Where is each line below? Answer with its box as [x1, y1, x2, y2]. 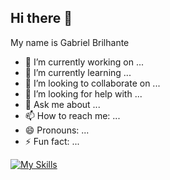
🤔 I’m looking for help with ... [24, 87, 143, 100]
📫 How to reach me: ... [24, 109, 121, 121]
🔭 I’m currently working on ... [24, 56, 144, 68]
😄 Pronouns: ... [24, 124, 90, 136]
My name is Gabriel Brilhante [10, 36, 130, 48]
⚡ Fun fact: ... [24, 135, 80, 147]
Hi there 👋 [10, 10, 73, 27]
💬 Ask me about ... [24, 98, 101, 110]
